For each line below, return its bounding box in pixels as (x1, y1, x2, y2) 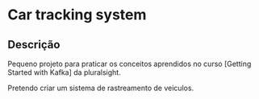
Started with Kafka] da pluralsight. (7, 68, 122, 77)
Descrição (7, 38, 61, 52)
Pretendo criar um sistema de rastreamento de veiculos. (7, 83, 194, 93)
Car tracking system (7, 6, 147, 24)
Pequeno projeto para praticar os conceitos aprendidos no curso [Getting (7, 59, 252, 68)
